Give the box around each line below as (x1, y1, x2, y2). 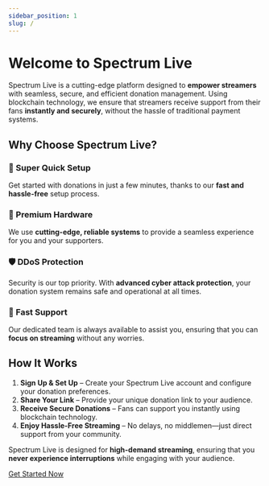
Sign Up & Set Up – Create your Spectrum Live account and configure (19, 377, 252, 387)
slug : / (8, 19, 35, 27)
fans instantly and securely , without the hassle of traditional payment (8, 106, 241, 116)
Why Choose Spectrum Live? (8, 138, 158, 151)
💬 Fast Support (8, 307, 68, 318)
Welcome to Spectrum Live (8, 54, 193, 72)
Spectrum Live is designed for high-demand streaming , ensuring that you (8, 444, 255, 455)
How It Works (8, 356, 78, 370)
